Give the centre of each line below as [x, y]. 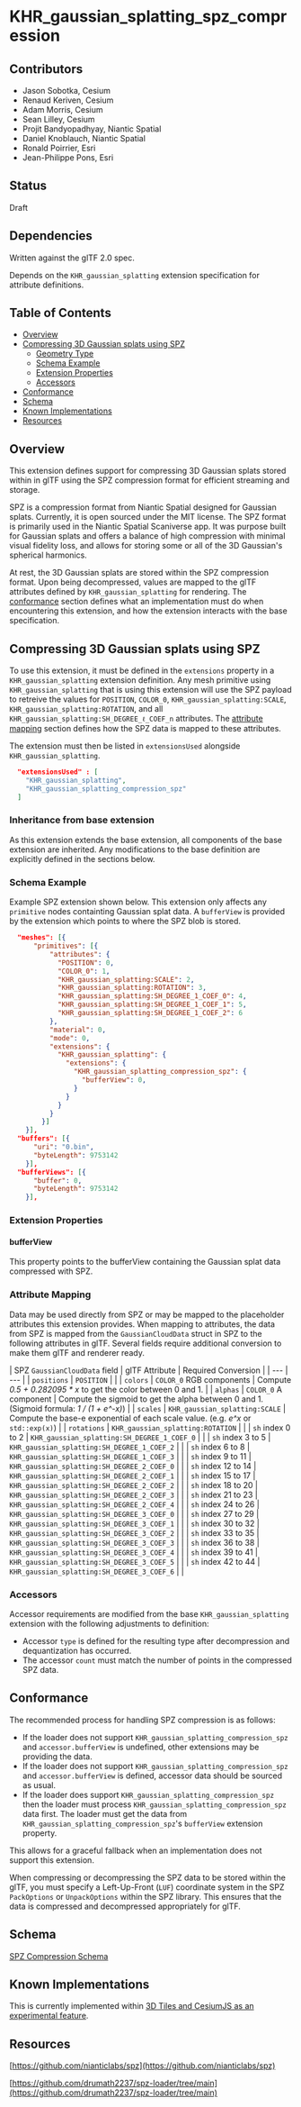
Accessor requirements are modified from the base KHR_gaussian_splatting [149, 1613]
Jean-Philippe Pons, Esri [68, 158]
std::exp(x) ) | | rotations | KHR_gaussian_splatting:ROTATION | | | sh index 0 [150, 1427]
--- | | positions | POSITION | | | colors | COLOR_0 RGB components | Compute [150, 1379]
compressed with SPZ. [51, 1271]
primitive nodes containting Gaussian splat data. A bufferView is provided [147, 912]
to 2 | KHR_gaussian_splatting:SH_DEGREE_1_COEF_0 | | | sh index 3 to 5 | [140, 1437]
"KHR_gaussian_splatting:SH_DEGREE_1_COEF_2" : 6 [150, 1013]
